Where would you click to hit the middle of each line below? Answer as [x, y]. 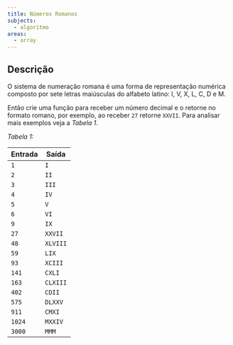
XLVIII [56, 243]
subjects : [22, 21]
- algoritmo [32, 27]
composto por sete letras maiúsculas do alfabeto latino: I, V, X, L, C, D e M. [116, 94]
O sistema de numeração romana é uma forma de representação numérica [116, 86]
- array [25, 41]
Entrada [25, 154]
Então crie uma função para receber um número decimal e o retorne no [112, 107]
